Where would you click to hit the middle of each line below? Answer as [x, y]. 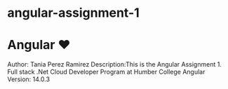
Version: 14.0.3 [29, 79]
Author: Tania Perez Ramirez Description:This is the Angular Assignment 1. [115, 64]
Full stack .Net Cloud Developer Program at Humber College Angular [106, 72]
